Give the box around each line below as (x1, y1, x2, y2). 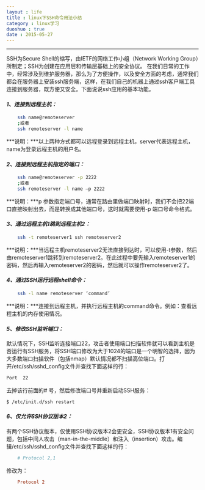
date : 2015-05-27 (6, 32, 53, 38)
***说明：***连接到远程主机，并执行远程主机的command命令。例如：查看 (6, 302, 192, 309)
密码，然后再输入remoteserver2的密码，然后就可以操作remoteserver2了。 (6, 261, 193, 269)
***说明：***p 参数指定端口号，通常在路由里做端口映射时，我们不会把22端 (6, 197, 194, 205)
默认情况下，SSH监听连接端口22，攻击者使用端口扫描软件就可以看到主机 (6, 340, 190, 347)
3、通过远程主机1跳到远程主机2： (6, 221, 90, 228)
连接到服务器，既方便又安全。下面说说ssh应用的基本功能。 (6, 86, 154, 93)
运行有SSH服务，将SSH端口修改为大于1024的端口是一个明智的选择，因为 (11, 348, 195, 355)
